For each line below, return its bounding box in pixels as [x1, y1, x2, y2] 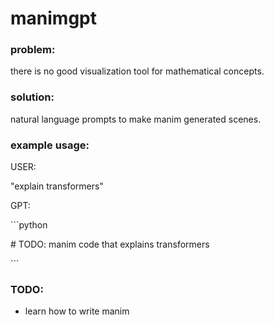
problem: [10, 43, 56, 57]
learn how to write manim [24, 305, 130, 317]
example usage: [10, 138, 90, 152]
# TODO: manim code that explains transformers [10, 238, 210, 251]
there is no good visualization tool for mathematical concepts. [10, 65, 265, 77]
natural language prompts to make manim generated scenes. [10, 113, 262, 125]
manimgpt [10, 7, 97, 30]
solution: [10, 90, 55, 104]
